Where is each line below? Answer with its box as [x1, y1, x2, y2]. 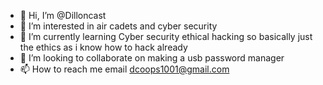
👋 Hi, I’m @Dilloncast [19, 10, 107, 21]
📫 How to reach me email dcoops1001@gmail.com [19, 63, 230, 75]
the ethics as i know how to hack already [19, 41, 188, 53]
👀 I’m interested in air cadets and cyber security [19, 20, 218, 32]
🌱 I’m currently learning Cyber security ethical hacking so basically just [19, 31, 313, 42]
